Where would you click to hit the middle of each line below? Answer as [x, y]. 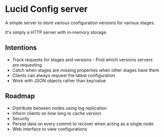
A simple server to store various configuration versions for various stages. [80, 23]
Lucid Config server [46, 9]
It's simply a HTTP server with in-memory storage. [56, 32]
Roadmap [20, 96]
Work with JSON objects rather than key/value [59, 80]
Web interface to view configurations [50, 129]
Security [21, 118]
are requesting [27, 65]
